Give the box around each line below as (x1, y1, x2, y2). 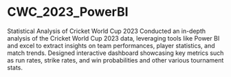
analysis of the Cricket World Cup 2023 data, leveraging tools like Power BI (7, 34, 220, 42)
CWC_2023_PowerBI (7, 4, 129, 20)
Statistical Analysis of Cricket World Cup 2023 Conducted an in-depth (7, 27, 206, 35)
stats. (7, 63, 23, 71)
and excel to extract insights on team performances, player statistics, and (7, 41, 215, 49)
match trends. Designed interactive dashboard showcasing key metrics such (7, 49, 224, 57)
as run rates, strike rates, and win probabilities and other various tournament (7, 56, 224, 64)
